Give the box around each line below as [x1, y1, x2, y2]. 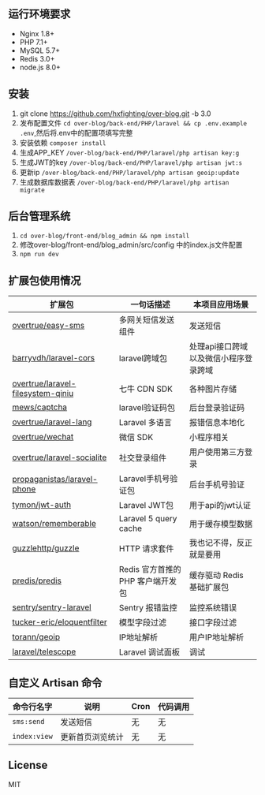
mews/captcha [12, 401, 68, 412]
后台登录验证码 [188, 402, 245, 413]
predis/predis [12, 575, 62, 586]
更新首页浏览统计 [60, 732, 124, 743]
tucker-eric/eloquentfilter [12, 617, 108, 628]
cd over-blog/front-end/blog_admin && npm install [19, 232, 190, 241]
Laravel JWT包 [118, 500, 174, 511]
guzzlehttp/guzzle [12, 543, 80, 554]
